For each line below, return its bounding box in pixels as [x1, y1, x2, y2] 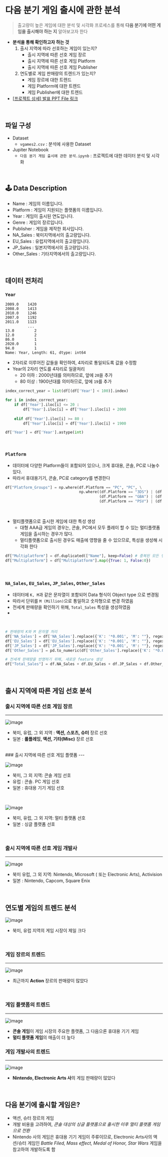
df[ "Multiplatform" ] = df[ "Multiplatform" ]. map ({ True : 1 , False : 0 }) [5, 558, 151, 563]
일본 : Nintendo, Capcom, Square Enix [12, 878, 90, 884]
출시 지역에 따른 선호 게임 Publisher [27, 64, 97, 70]
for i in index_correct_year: [5, 397, 68, 403]
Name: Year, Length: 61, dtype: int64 [5, 350, 86, 355]
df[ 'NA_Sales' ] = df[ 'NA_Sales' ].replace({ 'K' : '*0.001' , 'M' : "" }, [5, 634, 151, 639]
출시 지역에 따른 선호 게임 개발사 [5, 844, 77, 851]
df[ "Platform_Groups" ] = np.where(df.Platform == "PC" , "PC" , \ [5, 485, 142, 490]
